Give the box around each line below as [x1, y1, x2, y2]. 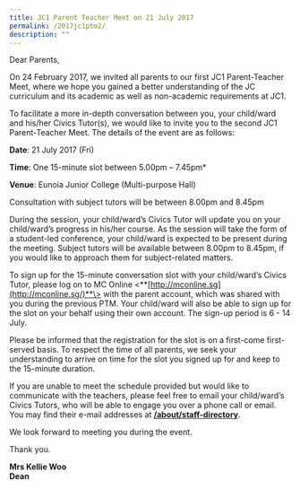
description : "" [9, 30, 70, 39]
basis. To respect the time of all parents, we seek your [37, 345, 237, 355]
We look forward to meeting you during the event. [9, 427, 193, 438]
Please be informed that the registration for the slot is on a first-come [9, 335, 265, 345]
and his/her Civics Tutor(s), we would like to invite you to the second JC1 [9, 118, 278, 128]
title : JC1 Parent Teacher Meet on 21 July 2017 [9, 13, 194, 22]
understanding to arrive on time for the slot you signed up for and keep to [9, 354, 280, 364]
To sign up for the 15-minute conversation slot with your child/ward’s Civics [9, 270, 287, 281]
